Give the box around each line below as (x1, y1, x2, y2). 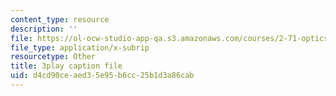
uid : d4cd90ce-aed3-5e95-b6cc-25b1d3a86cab (10, 71, 195, 81)
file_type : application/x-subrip (10, 42, 150, 53)
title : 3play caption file (10, 61, 123, 71)
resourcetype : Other (10, 52, 97, 62)
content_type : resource (10, 14, 110, 25)
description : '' (10, 24, 78, 34)
